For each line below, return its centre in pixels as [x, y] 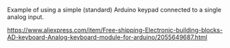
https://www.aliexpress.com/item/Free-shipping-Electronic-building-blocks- [115, 30]
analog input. [26, 17]
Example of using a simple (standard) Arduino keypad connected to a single [114, 10]
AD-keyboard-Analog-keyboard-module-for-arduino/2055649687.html [107, 37]
